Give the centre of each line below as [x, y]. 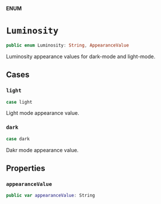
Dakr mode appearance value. [42, 150]
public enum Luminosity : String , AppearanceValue [68, 45]
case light [19, 102]
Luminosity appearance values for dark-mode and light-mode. [81, 56]
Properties [26, 168]
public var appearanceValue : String [50, 196]
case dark [18, 139]
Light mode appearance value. [43, 113]
